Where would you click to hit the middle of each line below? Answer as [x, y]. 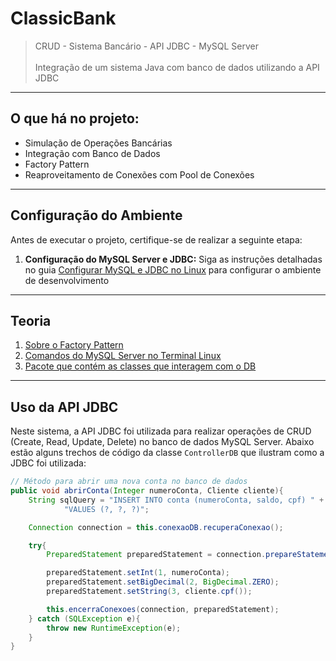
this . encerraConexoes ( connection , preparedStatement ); [163, 609]
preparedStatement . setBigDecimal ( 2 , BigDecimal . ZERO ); [163, 582]
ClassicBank [63, 18]
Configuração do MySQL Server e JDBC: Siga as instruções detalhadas [173, 259]
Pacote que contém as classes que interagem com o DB [140, 366]
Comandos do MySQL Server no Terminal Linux [123, 356]
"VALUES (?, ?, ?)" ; [106, 509]
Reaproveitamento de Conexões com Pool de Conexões [139, 174]
